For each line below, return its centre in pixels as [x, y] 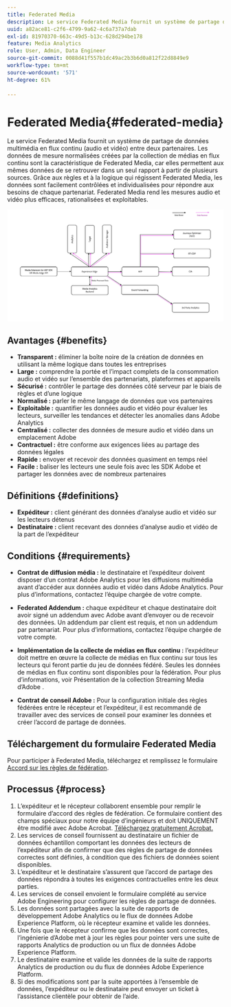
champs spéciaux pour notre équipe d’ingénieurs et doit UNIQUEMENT [118, 820]
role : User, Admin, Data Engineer [57, 51]
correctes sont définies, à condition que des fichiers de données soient [118, 857]
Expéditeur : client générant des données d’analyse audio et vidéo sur [117, 512]
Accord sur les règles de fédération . [58, 767]
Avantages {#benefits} [57, 341]
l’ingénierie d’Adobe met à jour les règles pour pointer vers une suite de [118, 937]
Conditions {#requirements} [69, 556]
